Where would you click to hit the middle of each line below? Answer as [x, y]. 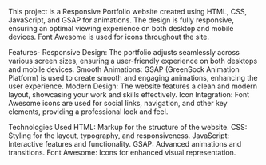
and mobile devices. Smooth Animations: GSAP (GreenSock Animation [124, 69]
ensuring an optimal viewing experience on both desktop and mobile [121, 28]
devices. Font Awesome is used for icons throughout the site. [109, 37]
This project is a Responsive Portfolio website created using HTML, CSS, [128, 12]
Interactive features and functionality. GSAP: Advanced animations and [125, 144]
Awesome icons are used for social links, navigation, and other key [118, 103]
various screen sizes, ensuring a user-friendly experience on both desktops [133, 61]
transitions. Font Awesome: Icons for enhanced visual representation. [122, 152]
